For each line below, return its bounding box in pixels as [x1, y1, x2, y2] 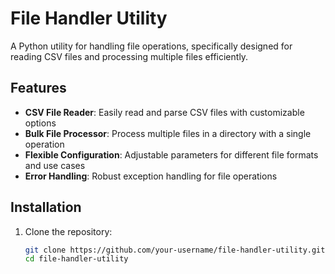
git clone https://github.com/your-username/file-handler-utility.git [24, 245, 326, 255]
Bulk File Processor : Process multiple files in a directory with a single [24, 127, 312, 139]
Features [10, 80, 67, 97]
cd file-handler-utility [24, 254, 129, 264]
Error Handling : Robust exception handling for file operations [24, 170, 278, 182]
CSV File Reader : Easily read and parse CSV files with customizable [24, 106, 305, 118]
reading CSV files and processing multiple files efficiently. [10, 50, 249, 62]
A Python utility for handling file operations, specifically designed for [10, 40, 293, 52]
